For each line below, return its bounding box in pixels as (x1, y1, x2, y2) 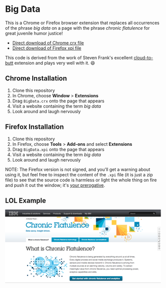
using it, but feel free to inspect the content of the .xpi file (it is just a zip (5, 171, 153, 177)
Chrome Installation (5, 74, 67, 82)
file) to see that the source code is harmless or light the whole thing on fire (5, 177, 157, 183)
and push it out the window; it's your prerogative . (5, 182, 105, 188)
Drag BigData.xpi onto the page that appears (12, 146, 105, 152)
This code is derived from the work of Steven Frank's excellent (5, 54, 133, 60)
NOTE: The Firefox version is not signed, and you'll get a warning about (5, 166, 151, 172)
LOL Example (5, 196, 46, 205)
